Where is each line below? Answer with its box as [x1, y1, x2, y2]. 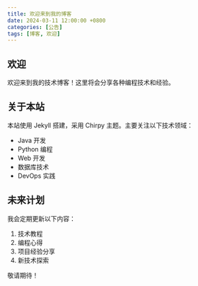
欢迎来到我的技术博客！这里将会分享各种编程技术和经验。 [7, 79, 175, 87]
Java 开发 [17, 136, 47, 144]
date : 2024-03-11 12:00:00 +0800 [7, 17, 106, 24]
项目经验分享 [17, 247, 55, 256]
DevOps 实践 [17, 171, 56, 180]
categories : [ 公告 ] [7, 23, 63, 30]
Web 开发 [17, 154, 46, 162]
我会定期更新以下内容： [7, 214, 76, 223]
